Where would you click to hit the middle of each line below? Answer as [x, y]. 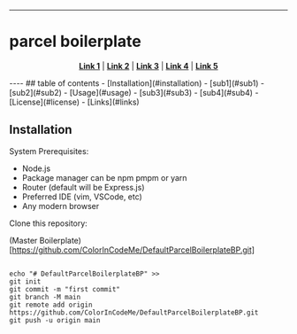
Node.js [36, 168]
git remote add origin [51, 305]
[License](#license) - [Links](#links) [74, 102]
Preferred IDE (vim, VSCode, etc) [82, 197]
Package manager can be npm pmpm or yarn [104, 177]
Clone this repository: [49, 223]
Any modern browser [61, 206]
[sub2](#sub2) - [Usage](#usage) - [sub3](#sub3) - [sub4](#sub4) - [134, 92]
